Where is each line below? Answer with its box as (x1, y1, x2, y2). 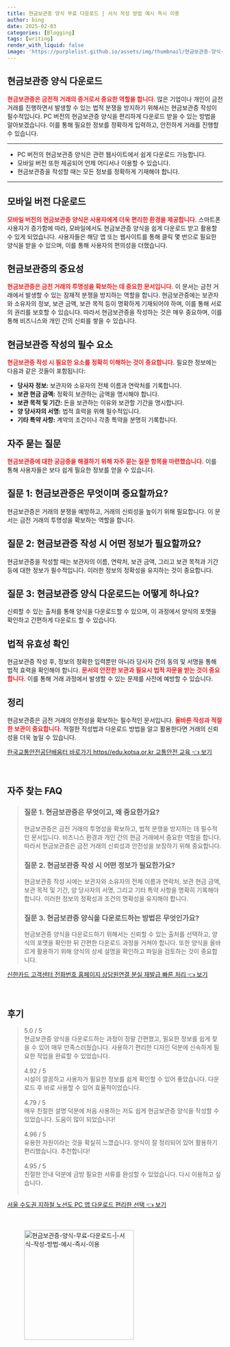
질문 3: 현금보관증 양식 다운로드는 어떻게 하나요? (7, 588, 200, 599)
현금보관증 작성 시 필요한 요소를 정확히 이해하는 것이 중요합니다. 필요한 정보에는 (7, 358, 217, 367)
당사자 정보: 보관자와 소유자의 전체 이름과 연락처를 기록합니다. (16, 381, 182, 390)
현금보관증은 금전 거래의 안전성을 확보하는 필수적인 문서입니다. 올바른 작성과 (7, 716, 210, 724)
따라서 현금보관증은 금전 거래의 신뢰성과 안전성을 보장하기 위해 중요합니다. (23, 842, 222, 850)
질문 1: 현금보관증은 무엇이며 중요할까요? (7, 488, 169, 499)
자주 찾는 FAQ (7, 785, 63, 797)
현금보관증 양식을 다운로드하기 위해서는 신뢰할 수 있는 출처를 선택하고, (23, 930, 211, 938)
